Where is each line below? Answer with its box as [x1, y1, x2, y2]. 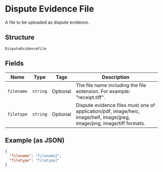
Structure [5, 33, 35, 42]
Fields [5, 59, 24, 68]
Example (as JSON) [5, 136, 65, 144]
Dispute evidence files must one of [76, 101, 155, 108]
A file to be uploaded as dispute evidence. [5, 19, 90, 25]
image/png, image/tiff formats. [76, 120, 146, 127]
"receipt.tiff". [76, 94, 105, 100]
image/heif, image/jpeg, [76, 114, 130, 120]
